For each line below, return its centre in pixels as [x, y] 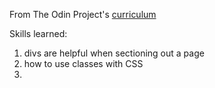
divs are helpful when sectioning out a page [114, 53]
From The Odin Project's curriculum [83, 14]
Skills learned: [38, 33]
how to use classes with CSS [83, 63]
